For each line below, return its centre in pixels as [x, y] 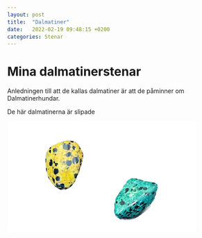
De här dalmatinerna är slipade [51, 112]
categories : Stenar [35, 37]
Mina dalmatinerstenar [74, 72]
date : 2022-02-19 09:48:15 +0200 [59, 29]
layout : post [26, 15]
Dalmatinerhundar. [34, 99]
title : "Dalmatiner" [39, 22]
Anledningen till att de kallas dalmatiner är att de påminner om [96, 91]
